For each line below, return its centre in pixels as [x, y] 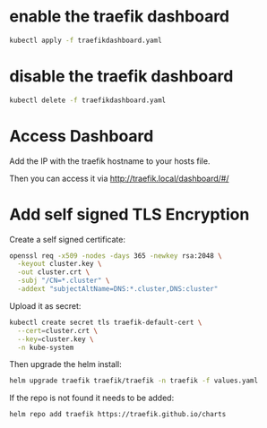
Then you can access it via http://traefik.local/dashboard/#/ [119, 178]
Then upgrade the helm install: [66, 364]
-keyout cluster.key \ [60, 264]
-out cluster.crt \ [54, 272]
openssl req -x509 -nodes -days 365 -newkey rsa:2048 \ [116, 256]
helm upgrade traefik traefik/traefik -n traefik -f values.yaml [133, 381]
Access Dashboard [82, 136]
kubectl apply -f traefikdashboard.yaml [86, 40]
